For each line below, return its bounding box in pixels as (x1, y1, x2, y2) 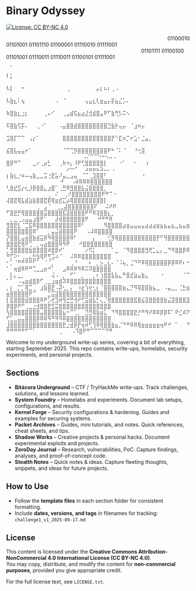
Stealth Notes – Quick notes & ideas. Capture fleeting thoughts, (14, 458, 169, 465)
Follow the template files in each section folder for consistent (14, 497, 164, 504)
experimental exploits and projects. (14, 439, 99, 446)
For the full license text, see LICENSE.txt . (6, 578, 105, 585)
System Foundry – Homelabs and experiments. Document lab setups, (14, 396, 183, 403)
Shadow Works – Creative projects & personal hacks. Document (14, 433, 170, 440)
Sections (6, 368, 39, 378)
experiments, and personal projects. (6, 351, 93, 358)
